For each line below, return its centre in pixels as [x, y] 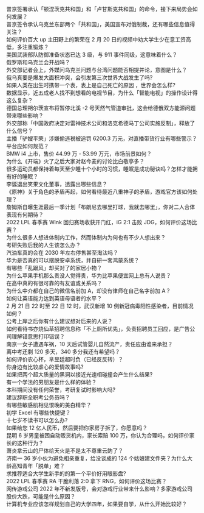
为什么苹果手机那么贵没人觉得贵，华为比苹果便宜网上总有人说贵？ [89, 275]
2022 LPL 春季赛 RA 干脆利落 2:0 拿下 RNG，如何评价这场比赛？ [87, 481]
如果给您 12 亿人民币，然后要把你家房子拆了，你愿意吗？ [77, 428]
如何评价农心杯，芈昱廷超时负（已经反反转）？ [65, 359]
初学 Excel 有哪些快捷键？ [39, 412]
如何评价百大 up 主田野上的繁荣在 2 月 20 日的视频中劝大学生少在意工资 [96, 39]
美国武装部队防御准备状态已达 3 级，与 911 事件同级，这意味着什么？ [92, 55]
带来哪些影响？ [25, 115]
